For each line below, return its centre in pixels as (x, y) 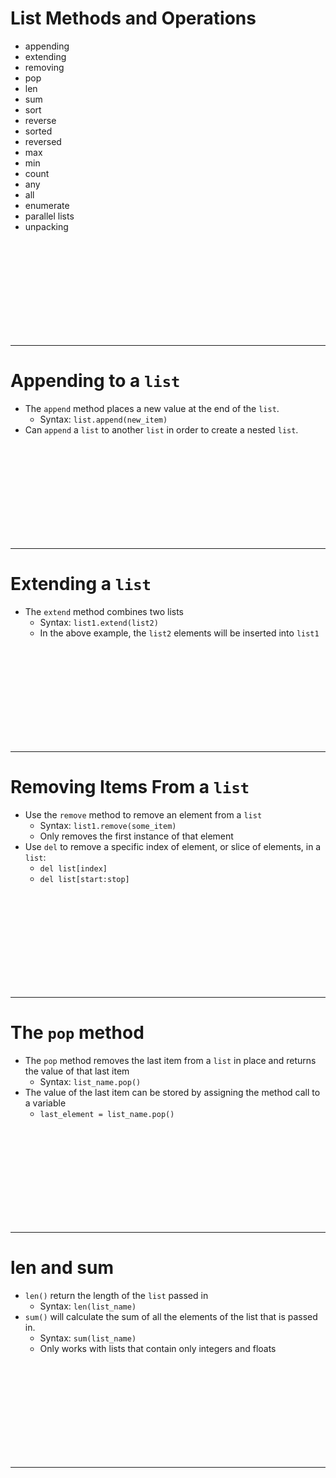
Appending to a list (95, 381)
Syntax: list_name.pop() (90, 1081)
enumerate (47, 205)
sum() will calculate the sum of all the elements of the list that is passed (171, 1316)
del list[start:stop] (84, 879)
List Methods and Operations (133, 18)
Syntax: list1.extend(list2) (99, 622)
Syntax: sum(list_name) (88, 1338)
